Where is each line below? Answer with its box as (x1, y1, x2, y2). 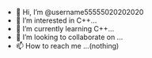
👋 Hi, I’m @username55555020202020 (15, 8, 144, 16)
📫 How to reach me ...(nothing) (15, 42, 120, 50)
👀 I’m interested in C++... (15, 16, 97, 25)
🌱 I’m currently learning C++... (15, 24, 115, 33)
